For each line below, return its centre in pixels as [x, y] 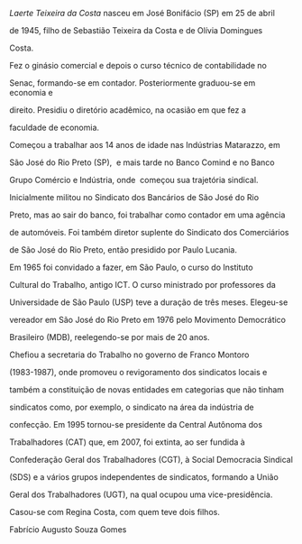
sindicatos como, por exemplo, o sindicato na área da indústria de [132, 407]
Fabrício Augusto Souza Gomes [68, 530]
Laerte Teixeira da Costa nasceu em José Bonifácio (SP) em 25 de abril [142, 13]
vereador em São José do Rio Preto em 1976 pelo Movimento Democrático [148, 320]
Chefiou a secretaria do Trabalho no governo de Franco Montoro [129, 355]
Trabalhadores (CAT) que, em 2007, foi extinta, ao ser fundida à [127, 442]
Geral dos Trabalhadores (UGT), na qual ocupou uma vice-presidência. [141, 494]
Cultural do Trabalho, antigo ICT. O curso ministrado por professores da [143, 285]
